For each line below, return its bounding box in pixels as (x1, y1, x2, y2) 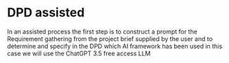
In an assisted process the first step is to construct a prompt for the (7, 27, 197, 36)
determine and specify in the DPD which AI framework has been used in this (7, 42, 223, 50)
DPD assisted (7, 5, 85, 21)
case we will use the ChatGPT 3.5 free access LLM (7, 49, 151, 58)
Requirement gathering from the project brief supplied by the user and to (7, 34, 213, 42)
